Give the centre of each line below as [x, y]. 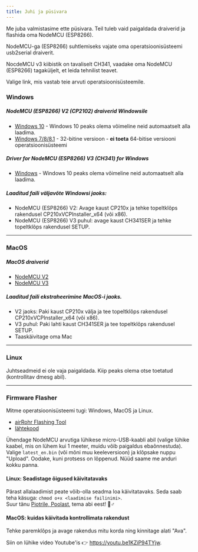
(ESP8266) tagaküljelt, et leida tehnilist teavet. [62, 70]
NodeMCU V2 [32, 277]
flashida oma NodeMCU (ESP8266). [50, 35]
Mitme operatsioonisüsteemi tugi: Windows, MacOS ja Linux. [80, 410]
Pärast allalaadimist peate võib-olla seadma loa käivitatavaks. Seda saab [94, 492]
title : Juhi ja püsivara [37, 12]
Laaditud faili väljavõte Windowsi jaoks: [57, 193]
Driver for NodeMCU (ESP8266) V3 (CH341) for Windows [77, 159]
